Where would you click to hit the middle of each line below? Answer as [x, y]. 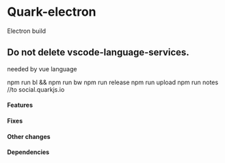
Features [20, 105]
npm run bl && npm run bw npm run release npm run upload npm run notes [113, 82]
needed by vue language [42, 68]
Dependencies [28, 152]
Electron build [27, 31]
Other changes [29, 136]
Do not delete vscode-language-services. [98, 52]
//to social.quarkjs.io [36, 89]
